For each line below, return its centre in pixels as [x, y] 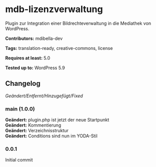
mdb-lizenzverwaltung [54, 9]
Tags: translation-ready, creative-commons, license [59, 48]
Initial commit [19, 160]
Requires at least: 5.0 [28, 58]
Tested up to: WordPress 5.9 [35, 68]
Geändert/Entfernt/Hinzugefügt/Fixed [44, 96]
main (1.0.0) [20, 108]
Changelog [23, 83]
